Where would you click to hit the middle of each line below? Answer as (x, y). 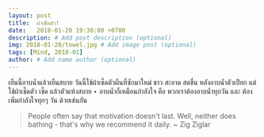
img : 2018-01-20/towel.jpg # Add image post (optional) (102, 45)
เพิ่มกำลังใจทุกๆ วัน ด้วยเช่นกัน (48, 100)
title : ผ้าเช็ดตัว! (34, 23)
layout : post (30, 15)
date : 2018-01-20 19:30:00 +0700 (67, 30)
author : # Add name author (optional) (72, 60)
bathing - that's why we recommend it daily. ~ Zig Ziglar (119, 124)
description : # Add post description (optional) (90, 38)
